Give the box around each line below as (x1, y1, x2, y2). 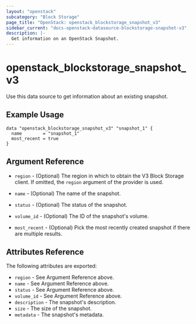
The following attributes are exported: (6, 262, 97, 270)
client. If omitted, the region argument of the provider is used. (14, 178, 164, 185)
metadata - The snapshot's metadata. (14, 311, 104, 318)
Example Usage (6, 110, 64, 120)
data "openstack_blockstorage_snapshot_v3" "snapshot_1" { (6, 125, 153, 131)
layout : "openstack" (6, 8, 57, 15)
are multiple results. (14, 230, 63, 237)
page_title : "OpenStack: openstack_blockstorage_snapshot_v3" (6, 19, 161, 25)
